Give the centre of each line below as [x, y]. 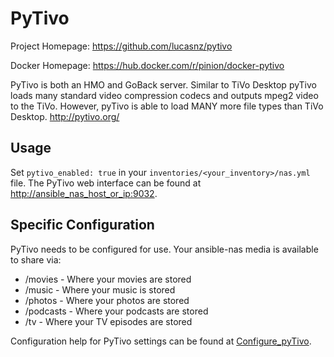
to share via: [36, 259]
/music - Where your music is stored [100, 289]
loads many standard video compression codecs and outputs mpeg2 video [164, 95]
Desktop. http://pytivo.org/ [65, 116]
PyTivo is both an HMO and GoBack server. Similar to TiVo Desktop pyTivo [163, 84]
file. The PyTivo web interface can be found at [106, 183]
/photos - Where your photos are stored [107, 300]
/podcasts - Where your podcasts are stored [116, 311]
